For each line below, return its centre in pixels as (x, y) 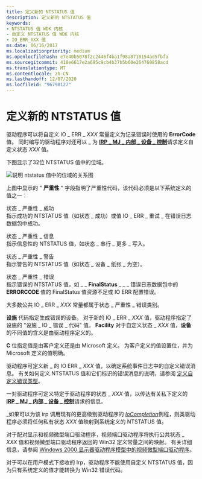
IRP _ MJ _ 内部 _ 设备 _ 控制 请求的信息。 (56, 401)
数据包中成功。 (25, 223)
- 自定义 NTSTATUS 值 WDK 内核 (43, 34)
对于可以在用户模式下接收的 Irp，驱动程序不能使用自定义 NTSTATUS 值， (97, 462)
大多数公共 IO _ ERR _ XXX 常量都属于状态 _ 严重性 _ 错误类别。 (84, 305)
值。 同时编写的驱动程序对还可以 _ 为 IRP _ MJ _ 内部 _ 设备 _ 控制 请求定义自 (100, 142)
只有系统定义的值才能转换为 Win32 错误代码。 (68, 470)
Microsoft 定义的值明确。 (37, 353)
